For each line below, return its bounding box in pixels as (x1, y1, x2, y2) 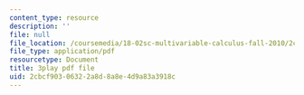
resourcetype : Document (9, 55, 100, 64)
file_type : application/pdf (9, 47, 116, 56)
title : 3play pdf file (9, 64, 95, 73)
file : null (9, 30, 51, 39)
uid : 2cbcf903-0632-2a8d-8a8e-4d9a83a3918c (9, 72, 176, 81)
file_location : (9, 38, 67, 48)
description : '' (9, 22, 71, 31)
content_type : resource (9, 13, 100, 23)
